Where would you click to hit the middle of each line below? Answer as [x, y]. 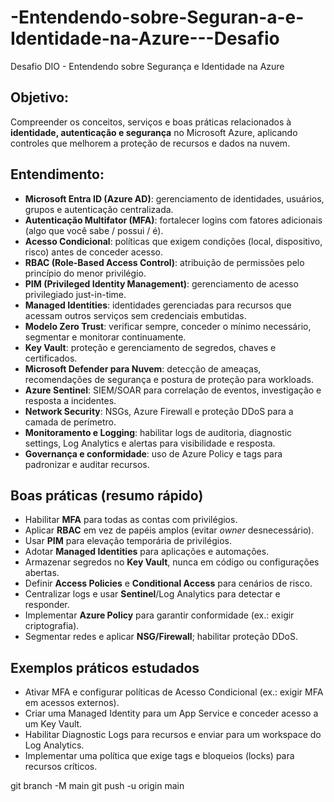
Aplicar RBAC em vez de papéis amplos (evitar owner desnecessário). [169, 530]
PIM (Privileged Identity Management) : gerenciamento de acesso [161, 283]
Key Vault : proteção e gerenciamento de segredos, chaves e [150, 347]
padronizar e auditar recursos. [87, 464]
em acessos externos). [72, 703]
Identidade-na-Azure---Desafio [145, 38]
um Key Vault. [53, 724]
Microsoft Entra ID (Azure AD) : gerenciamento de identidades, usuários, [174, 198]
